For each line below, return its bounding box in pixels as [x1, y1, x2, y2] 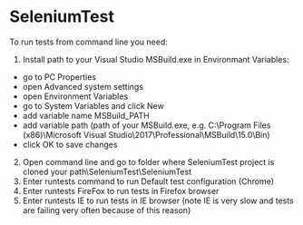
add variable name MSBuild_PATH [22, 110, 150, 121]
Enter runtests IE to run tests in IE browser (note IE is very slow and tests [22, 195, 294, 206]
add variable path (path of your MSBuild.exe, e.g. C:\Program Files [22, 120, 271, 131]
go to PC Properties [22, 71, 97, 83]
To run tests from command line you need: [9, 36, 168, 47]
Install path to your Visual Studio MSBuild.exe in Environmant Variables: [22, 54, 289, 64]
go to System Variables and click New [22, 100, 165, 111]
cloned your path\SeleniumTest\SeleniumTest [22, 166, 192, 177]
